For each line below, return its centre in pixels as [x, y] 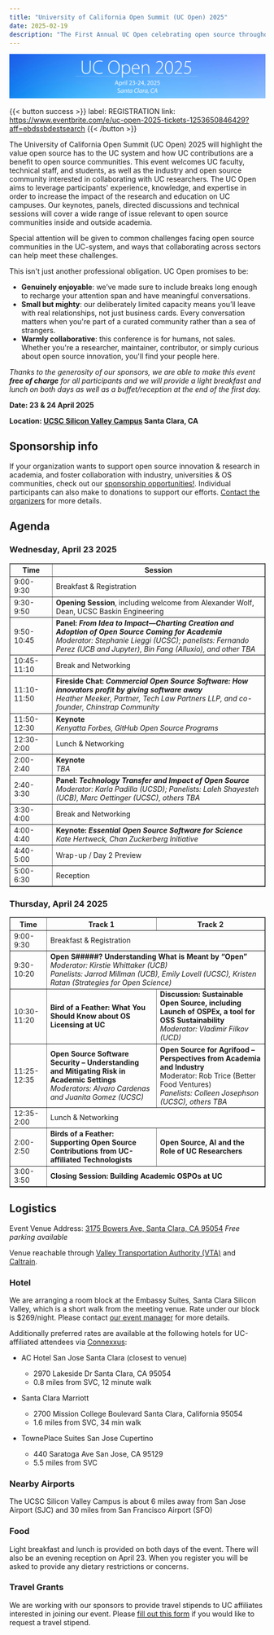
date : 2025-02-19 [39, 26]
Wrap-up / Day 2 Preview [98, 855]
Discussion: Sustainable [202, 995]
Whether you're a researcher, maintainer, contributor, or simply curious [140, 347]
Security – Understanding [95, 1062]
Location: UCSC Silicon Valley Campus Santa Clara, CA [104, 421]
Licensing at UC [78, 1024]
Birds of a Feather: [82, 1134]
